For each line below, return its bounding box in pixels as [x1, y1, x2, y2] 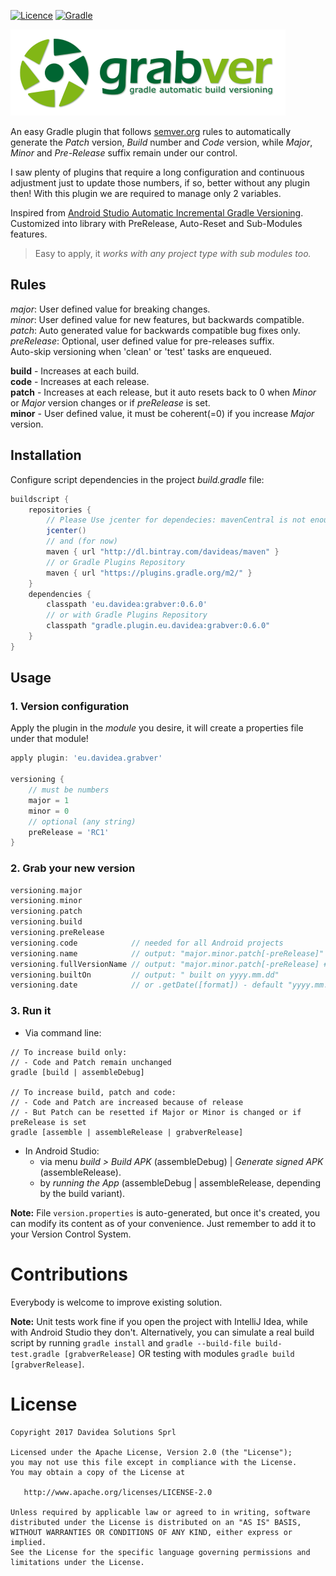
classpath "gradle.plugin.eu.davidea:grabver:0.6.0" [46, 621, 271, 631]
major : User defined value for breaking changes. [10, 303, 211, 315]
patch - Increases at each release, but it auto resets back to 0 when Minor [10, 386, 317, 398]
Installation [10, 447, 82, 464]
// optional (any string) [28, 816, 137, 827]
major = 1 [28, 795, 70, 805]
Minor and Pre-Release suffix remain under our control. [10, 147, 238, 159]
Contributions [10, 1263, 128, 1285]
